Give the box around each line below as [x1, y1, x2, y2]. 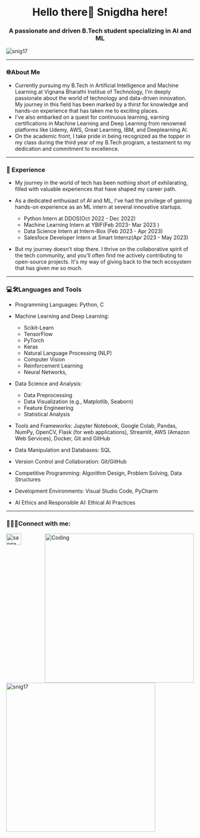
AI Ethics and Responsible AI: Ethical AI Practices [14, 499, 136, 506]
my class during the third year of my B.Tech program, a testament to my [14, 138, 192, 146]
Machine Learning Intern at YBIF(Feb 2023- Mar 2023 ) [23, 221, 160, 228]
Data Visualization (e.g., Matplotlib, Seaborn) [23, 398, 134, 405]
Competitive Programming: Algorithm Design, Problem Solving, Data [14, 469, 182, 477]
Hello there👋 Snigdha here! [32, 5, 168, 19]
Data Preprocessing [23, 392, 73, 399]
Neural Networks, [23, 369, 67, 376]
